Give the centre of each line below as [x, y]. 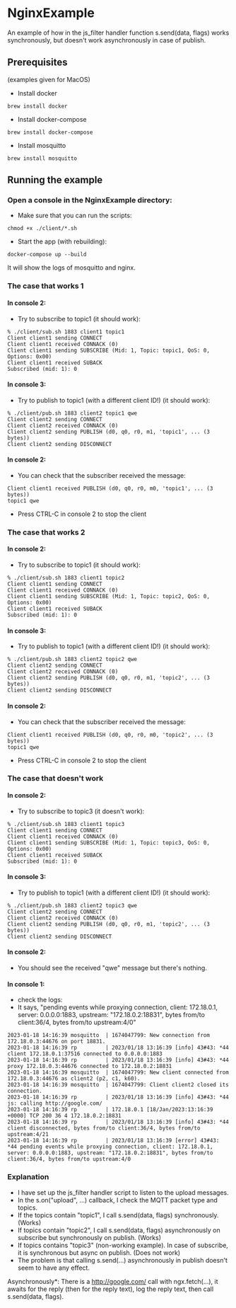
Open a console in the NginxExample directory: [90, 200]
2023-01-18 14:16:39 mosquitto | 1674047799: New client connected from [118, 1073]
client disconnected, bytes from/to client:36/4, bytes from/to [104, 1128]
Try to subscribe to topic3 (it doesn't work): [81, 811]
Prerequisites [37, 63]
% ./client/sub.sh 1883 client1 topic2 [66, 578]
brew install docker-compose [50, 132]
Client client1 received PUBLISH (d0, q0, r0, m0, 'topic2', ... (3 [110, 735]
